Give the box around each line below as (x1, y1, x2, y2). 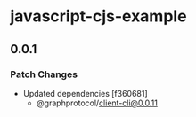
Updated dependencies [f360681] (22, 88, 148, 98)
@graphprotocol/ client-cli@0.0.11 (36, 97, 159, 108)
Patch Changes (10, 68, 78, 81)
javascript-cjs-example (10, 6, 187, 27)
